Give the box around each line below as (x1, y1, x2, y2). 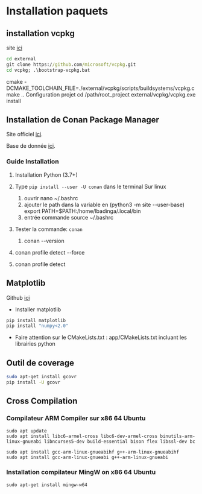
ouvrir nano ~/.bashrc (24, 194, 78, 201)
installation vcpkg (6, 28, 75, 39)
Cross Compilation (6, 396, 78, 407)
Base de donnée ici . (6, 142, 55, 150)
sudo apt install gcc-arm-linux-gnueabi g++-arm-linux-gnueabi (6, 454, 169, 460)
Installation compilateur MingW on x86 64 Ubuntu (6, 468, 156, 477)
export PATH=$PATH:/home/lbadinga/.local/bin (24, 207, 141, 215)
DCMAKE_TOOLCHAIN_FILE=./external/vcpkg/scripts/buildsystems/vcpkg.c (6, 84, 195, 92)
